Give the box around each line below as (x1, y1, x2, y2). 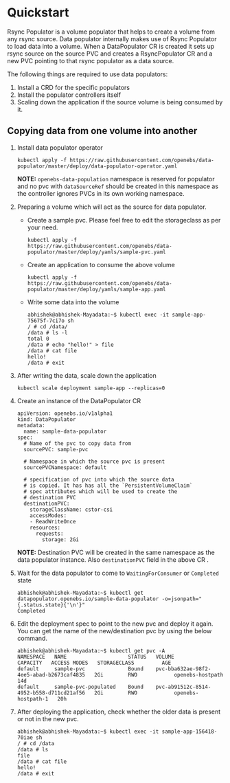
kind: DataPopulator (16, 416, 76, 423)
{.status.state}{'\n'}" (16, 601, 86, 609)
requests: (35, 530, 64, 537)
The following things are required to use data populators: (7, 70, 168, 78)
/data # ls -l (27, 329, 68, 336)
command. (16, 634, 48, 642)
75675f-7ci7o (27, 317, 65, 324)
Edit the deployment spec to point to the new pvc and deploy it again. (16, 620, 214, 628)
